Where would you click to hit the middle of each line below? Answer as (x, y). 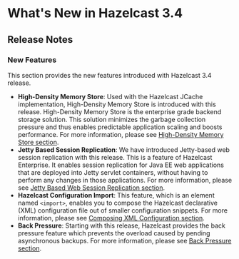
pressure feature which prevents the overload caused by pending (114, 233)
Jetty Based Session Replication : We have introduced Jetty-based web (124, 149)
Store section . (38, 142)
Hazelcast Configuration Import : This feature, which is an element (116, 195)
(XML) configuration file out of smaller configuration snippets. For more (123, 210)
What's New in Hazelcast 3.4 (95, 13)
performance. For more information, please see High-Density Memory (121, 134)
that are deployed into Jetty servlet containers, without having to (113, 172)
